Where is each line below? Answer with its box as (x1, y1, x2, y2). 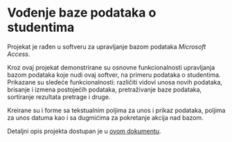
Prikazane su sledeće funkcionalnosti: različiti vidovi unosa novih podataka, (7, 78, 223, 86)
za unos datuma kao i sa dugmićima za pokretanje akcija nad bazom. (7, 113, 204, 122)
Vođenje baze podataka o (7, 5, 157, 21)
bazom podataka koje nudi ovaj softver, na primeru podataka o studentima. (7, 71, 221, 79)
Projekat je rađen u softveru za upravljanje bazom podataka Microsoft (7, 42, 206, 51)
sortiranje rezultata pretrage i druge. (7, 92, 111, 101)
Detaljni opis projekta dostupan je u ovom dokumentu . (7, 127, 161, 135)
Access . (7, 50, 30, 58)
